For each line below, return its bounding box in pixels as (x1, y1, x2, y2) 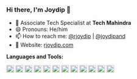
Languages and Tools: (6, 53, 64, 60)
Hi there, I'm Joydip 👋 (6, 5, 71, 14)
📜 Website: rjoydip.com (15, 41, 74, 49)
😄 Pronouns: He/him (15, 26, 68, 33)
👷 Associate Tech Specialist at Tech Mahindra (15, 19, 132, 27)
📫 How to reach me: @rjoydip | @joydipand (15, 33, 126, 40)
